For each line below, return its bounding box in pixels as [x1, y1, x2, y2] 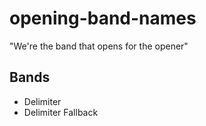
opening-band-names [9, 7, 197, 30]
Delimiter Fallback [23, 106, 99, 118]
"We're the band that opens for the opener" [9, 40, 189, 52]
